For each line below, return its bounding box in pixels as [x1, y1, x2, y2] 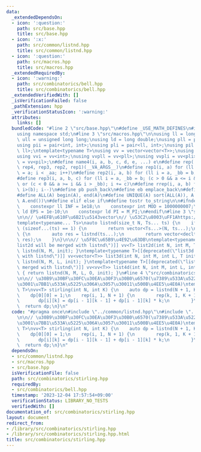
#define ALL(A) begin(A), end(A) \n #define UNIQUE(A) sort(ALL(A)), [17, 192, 188, 198]
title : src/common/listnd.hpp [17, 48, 93, 54]
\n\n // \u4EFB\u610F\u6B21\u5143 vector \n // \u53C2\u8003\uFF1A [17, 215, 178, 221]
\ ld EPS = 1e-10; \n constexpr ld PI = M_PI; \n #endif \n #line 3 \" [17, 209, 194, 215]
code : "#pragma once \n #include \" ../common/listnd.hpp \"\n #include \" [11, 309, 191, 315]
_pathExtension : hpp [11, 103, 63, 109]
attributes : [11, 114, 42, 120]
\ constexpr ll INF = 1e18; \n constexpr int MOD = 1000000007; [17, 203, 194, 209]
